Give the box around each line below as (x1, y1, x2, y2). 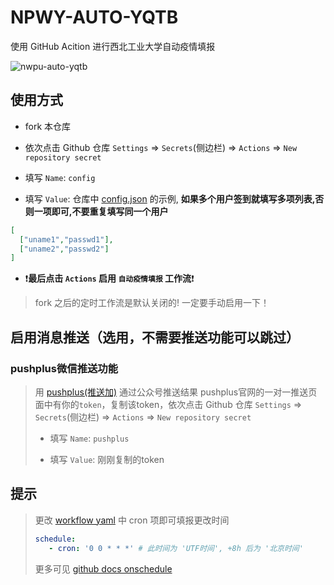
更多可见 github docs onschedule (34, 562, 173, 575)
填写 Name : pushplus (49, 432, 130, 444)
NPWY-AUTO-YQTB (10, 6, 179, 29)
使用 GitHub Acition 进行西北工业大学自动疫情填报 (10, 40, 216, 52)
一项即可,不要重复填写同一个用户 (33, 205, 169, 217)
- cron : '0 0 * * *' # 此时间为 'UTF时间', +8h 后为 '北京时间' (48, 543, 304, 553)
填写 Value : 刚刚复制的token (49, 453, 165, 465)
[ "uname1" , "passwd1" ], (19, 234, 114, 245)
